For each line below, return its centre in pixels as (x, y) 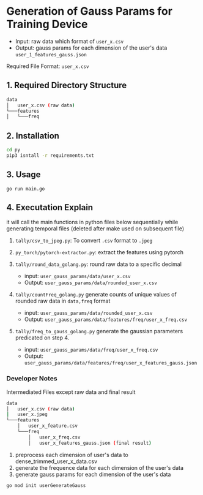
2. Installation (33, 136)
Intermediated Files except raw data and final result (71, 392)
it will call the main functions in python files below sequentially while (92, 222)
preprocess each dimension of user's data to (72, 455)
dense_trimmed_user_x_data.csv (56, 461)
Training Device (47, 24)
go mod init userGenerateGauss (46, 485)
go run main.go (26, 189)
